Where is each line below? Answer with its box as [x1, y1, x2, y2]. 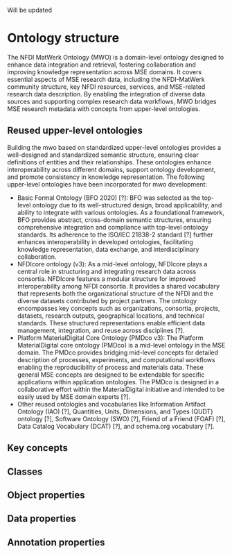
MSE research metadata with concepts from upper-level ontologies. [7, 104, 201, 113]
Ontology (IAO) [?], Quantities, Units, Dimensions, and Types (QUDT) [17, 407, 213, 416]
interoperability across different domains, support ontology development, [7, 165, 216, 173]
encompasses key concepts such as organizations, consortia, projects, [17, 304, 220, 312]
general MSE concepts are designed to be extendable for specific [17, 370, 205, 379]
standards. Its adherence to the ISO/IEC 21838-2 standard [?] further [17, 230, 213, 239]
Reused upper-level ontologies [7, 125, 143, 137]
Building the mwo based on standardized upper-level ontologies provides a [7, 143, 222, 151]
